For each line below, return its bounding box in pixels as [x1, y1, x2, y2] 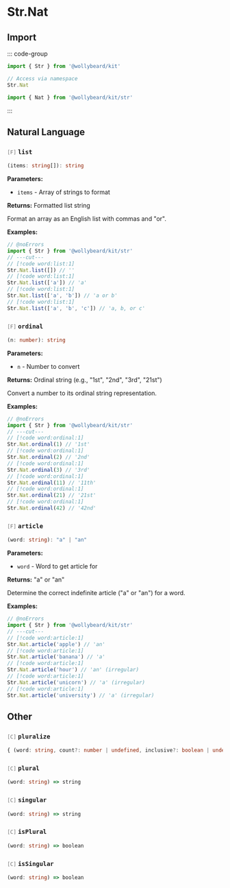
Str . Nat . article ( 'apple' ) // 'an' [7, 640, 106, 648]
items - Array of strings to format [16, 188, 111, 196]
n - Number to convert [16, 362, 80, 370]
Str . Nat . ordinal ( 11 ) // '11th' [7, 479, 97, 486]
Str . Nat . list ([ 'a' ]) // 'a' [7, 279, 88, 287]
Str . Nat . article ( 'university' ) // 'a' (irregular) [7, 692, 155, 699]
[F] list [7, 148, 33, 156]
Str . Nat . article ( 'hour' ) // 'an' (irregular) [7, 667, 139, 673]
